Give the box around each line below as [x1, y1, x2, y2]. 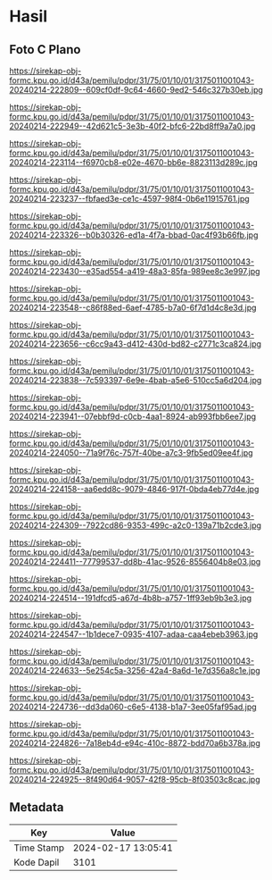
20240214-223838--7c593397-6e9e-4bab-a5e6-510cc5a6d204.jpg [9, 375, 262, 385]
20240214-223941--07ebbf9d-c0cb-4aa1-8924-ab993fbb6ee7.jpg [9, 411, 257, 422]
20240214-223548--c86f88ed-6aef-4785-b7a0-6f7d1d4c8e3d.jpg [9, 302, 257, 313]
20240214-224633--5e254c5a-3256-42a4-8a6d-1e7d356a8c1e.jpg [9, 666, 260, 675]
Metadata [9, 800, 64, 815]
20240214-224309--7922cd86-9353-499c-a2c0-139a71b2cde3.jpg [9, 520, 261, 531]
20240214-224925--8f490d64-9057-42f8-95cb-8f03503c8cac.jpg [9, 775, 260, 784]
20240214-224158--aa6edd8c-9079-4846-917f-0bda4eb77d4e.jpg [9, 484, 260, 494]
